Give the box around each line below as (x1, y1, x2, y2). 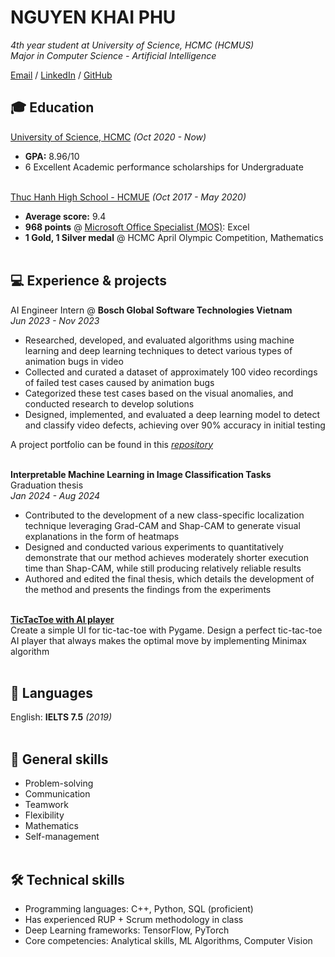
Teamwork (24, 799, 69, 811)
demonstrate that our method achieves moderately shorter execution (24, 551, 309, 563)
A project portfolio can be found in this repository (10, 438, 214, 450)
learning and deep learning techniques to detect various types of (24, 344, 293, 356)
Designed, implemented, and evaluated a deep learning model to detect (24, 408, 320, 420)
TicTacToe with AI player (10, 613, 115, 625)
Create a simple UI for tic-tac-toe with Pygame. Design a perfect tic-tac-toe (10, 624, 323, 636)
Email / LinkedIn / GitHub (10, 69, 113, 81)
